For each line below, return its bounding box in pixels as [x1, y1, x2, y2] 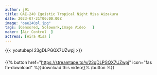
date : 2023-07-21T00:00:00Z [5, 16, 62, 21]
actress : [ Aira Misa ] [5, 34, 51, 39]
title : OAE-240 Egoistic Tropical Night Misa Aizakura [5, 12, 119, 16]
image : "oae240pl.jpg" [5, 20, 51, 26]
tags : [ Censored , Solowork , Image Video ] [5, 25, 95, 30]
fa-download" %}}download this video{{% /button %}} [5, 64, 115, 70]
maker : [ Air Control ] [5, 30, 53, 34]
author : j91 [5, 7, 29, 12]
